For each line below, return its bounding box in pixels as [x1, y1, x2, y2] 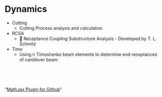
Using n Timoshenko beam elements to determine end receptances [19, 51, 158, 57]
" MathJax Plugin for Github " [4, 86, 63, 92]
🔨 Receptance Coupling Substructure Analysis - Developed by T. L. [19, 36, 157, 42]
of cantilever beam [19, 56, 58, 62]
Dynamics [4, 3, 48, 15]
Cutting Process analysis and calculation [19, 25, 103, 31]
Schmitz [19, 41, 36, 47]
